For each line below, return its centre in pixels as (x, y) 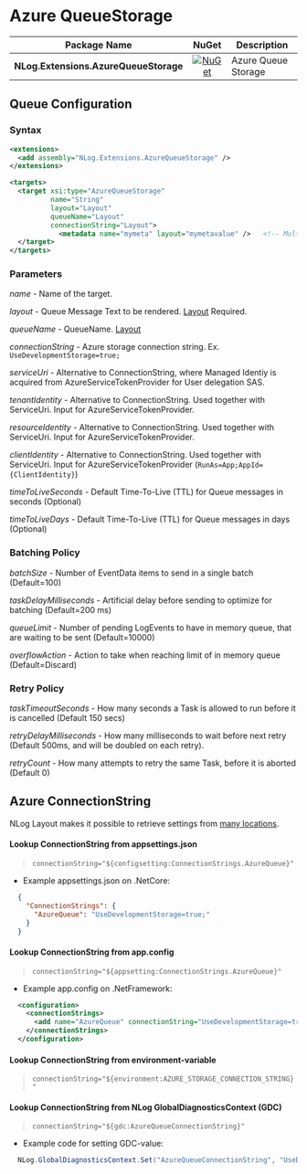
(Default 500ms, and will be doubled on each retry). (107, 746)
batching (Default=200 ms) (61, 609)
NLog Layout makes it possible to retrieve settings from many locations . (144, 823)
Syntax (26, 131)
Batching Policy (45, 553)
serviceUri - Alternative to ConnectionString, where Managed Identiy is (143, 373)
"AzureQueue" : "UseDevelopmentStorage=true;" (122, 915)
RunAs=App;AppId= (230, 465)
